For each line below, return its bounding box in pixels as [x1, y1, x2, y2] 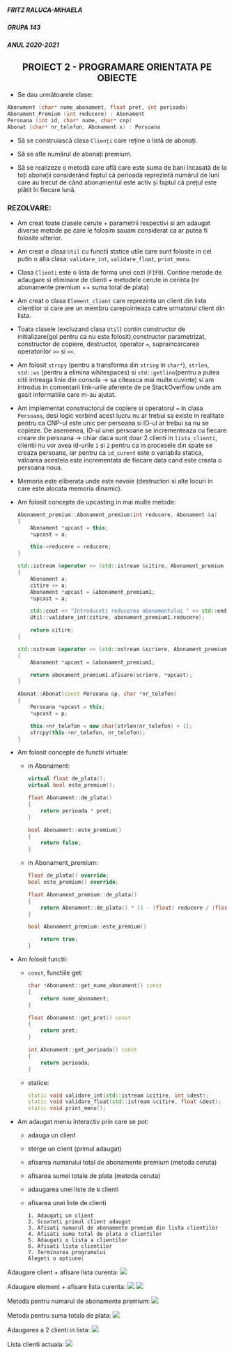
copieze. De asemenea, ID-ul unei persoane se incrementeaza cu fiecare [17, 426, 227, 435]
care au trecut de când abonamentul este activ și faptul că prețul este [17, 178, 217, 187]
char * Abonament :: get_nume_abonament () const [27, 982, 162, 989]
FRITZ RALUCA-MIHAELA [7, 6, 83, 14]
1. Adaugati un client [27, 1212, 94, 1219]
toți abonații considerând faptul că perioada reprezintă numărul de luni [17, 170, 219, 179]
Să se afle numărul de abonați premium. [17, 150, 132, 158]
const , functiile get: [27, 968, 84, 977]
